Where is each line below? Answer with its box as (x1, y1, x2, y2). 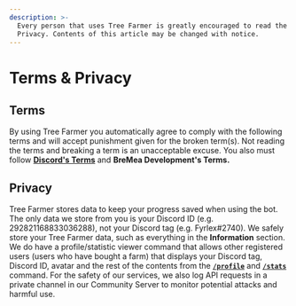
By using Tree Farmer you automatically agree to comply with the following (9, 126, 283, 137)
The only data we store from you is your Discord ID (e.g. (9, 214, 214, 224)
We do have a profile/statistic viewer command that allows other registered (9, 241, 284, 253)
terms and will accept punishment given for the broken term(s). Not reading (9, 136, 285, 146)
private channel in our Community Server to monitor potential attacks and (9, 279, 277, 290)
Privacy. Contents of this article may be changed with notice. (17, 29, 260, 38)
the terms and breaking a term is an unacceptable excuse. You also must (9, 145, 276, 156)
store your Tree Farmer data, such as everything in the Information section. (9, 232, 285, 243)
